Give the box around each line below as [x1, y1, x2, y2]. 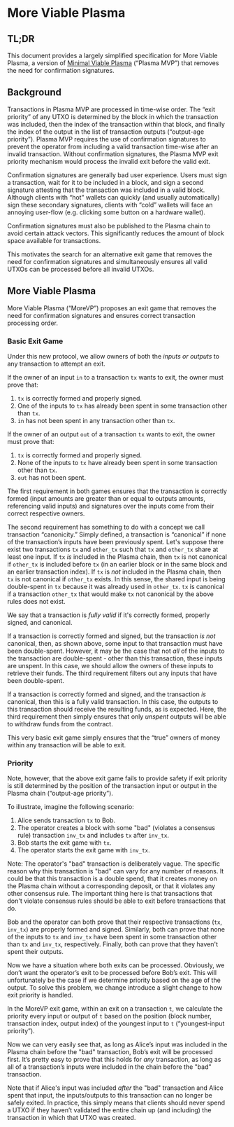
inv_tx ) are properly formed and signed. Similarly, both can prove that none [7, 925, 226, 934]
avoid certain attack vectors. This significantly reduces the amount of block [7, 229, 225, 237]
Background [7, 86, 61, 99]
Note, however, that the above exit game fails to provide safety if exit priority [7, 774, 228, 782]
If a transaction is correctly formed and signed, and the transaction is [7, 690, 206, 698]
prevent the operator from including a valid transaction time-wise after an [7, 142, 219, 151]
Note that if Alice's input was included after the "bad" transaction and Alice [7, 1084, 224, 1092]
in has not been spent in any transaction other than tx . [17, 416, 175, 424]
